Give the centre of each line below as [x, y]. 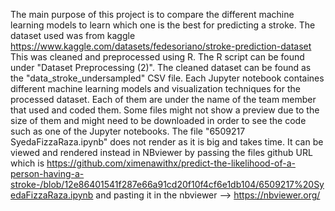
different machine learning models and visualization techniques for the [155, 88]
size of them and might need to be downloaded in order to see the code [158, 120]
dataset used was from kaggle [73, 35]
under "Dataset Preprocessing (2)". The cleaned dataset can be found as [161, 67]
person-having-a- [47, 173]
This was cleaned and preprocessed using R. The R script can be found [157, 57]
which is [27, 163]
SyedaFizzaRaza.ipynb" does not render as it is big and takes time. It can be [167, 142]
